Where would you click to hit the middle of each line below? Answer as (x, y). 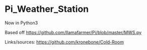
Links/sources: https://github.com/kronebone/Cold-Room (64, 42)
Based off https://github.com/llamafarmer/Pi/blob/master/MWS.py (73, 32)
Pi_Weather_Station (47, 9)
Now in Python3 (21, 23)
